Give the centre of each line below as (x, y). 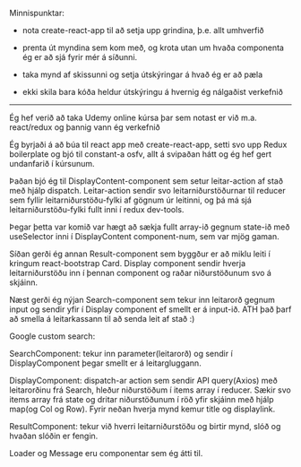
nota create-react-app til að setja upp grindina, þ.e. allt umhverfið (143, 30)
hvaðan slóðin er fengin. (54, 436)
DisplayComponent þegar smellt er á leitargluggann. (105, 363)
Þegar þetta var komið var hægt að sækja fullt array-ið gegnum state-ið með (150, 227)
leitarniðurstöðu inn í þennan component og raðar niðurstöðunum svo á (140, 273)
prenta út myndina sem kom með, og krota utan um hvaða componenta (153, 48)
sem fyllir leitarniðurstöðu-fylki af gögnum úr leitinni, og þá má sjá (131, 200)
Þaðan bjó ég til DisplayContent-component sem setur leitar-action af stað (146, 181)
